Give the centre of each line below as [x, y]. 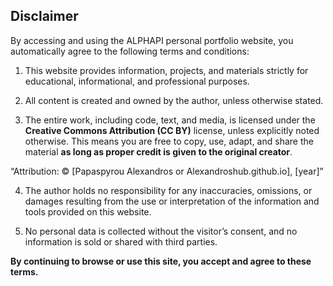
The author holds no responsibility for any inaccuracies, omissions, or [168, 190]
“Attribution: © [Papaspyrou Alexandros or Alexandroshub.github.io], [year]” [167, 171]
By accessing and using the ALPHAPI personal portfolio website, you [152, 40]
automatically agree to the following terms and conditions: [130, 51]
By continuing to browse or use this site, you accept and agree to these [161, 261]
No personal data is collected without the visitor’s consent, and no [161, 231]
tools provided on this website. [88, 211]
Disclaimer [44, 16]
